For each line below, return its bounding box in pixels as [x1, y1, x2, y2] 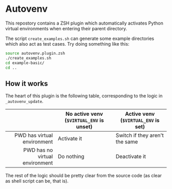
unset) [76, 123, 93, 131]
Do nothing [58, 153, 84, 160]
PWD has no [23, 146, 53, 154]
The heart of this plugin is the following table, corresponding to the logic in [5, 93, 163, 99]
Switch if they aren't [115, 132, 164, 139]
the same [115, 138, 138, 145]
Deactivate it [115, 153, 146, 160]
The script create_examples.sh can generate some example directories [5, 35, 155, 41]
